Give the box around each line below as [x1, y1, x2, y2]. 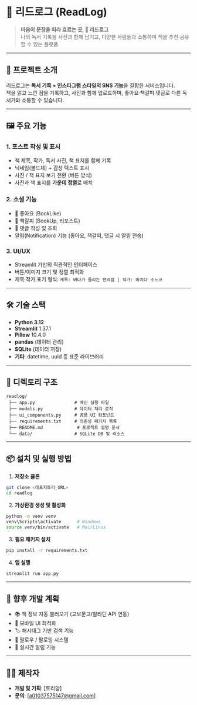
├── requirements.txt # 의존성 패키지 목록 [8, 418, 117, 424]
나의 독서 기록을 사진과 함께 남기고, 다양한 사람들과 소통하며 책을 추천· [20, 33, 180, 40]
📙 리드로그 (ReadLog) [6, 5, 107, 19]
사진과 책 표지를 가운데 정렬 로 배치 [14, 179, 93, 186]
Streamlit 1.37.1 [14, 325, 52, 332]
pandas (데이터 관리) [14, 338, 64, 345]
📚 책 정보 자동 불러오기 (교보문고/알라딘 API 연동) [14, 610, 130, 618]
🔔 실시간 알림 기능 [14, 644, 56, 651]
